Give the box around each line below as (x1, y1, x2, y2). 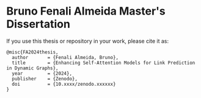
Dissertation (6, 17, 70, 31)
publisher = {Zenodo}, (12, 75, 78, 82)
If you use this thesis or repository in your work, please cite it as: (6, 37, 169, 44)
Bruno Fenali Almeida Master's (6, 4, 166, 18)
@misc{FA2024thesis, (6, 49, 59, 55)
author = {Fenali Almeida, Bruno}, (12, 54, 119, 60)
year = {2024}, (12, 70, 72, 77)
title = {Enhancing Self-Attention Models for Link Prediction (12, 60, 196, 66)
